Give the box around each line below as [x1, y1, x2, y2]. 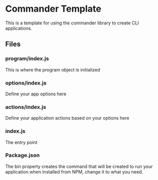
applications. [5, 25, 32, 31]
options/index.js [5, 79, 47, 86]
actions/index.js [5, 103, 47, 111]
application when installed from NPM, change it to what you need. [5, 168, 143, 175]
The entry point [5, 139, 38, 145]
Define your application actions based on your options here [5, 115, 130, 121]
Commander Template [5, 3, 102, 15]
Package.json [5, 152, 40, 159]
